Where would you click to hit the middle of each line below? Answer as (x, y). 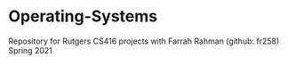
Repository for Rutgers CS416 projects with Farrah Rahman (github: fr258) (144, 41)
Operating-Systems (83, 16)
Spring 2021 (30, 50)
